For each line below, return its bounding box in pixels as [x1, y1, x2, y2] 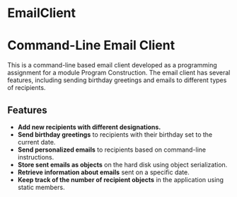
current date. [17, 137, 56, 146]
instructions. [17, 152, 54, 161]
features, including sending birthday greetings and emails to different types [7, 76, 227, 84]
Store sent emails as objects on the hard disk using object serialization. [17, 160, 228, 169]
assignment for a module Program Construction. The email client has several [7, 69, 231, 77]
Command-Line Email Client [7, 38, 175, 54]
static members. [17, 183, 65, 191]
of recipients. [7, 84, 46, 92]
